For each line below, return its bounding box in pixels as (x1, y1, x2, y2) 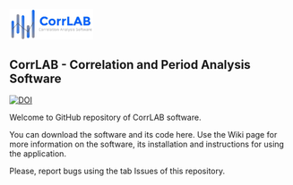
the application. (9, 148, 67, 159)
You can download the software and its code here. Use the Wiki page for (9, 130, 278, 140)
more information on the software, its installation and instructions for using (9, 139, 285, 150)
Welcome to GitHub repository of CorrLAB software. (9, 112, 202, 123)
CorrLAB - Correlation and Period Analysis (9, 57, 251, 72)
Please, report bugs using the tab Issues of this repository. (9, 165, 226, 177)
